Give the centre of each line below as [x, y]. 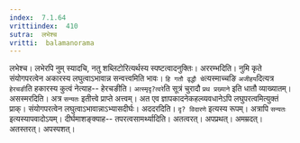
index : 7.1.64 [38, 18]
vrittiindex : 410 [44, 26]
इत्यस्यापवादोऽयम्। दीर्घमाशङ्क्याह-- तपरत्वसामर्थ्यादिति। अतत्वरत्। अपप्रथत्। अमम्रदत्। [136, 119]
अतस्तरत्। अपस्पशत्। [42, 129]
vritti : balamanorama [52, 43]
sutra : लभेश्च [33, 34]
